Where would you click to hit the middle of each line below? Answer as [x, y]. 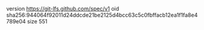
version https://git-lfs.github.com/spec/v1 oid [63, 9]
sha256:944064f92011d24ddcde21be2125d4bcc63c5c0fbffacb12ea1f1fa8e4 [102, 15]
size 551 [37, 21]
